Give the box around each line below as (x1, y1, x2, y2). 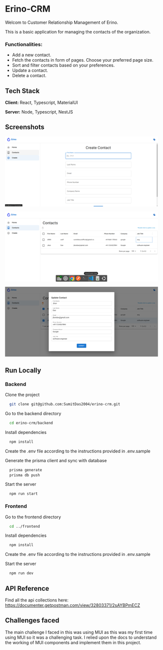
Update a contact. (12, 67, 49, 73)
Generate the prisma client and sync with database (5, 457, 107, 463)
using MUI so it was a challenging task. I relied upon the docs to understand (5, 634, 157, 640)
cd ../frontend (9, 524, 40, 529)
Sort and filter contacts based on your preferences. (12, 62, 115, 68)
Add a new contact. (12, 52, 51, 58)
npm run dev (9, 571, 34, 576)
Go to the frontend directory (5, 514, 62, 520)
